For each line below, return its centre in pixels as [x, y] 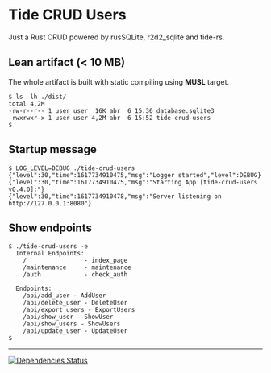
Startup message [52, 149]
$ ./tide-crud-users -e [48, 247]
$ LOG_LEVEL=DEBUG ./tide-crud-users [72, 168]
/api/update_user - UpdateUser [75, 331]
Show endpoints [50, 228]
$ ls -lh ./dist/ [38, 97]
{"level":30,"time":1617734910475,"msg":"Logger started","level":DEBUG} [135, 175]
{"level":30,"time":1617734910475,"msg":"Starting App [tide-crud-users [133, 182]
